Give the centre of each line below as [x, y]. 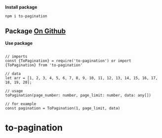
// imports [16, 56]
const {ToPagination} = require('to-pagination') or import [68, 61]
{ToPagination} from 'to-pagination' [44, 65]
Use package [19, 43]
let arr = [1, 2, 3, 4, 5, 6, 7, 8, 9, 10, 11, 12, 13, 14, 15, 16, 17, [81, 78]
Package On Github [35, 31]
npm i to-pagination [26, 16]
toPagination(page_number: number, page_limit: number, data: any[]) [78, 95]
